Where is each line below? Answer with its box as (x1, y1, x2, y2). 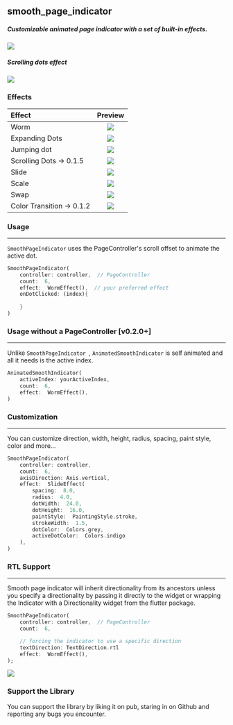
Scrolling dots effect (7, 58, 67, 66)
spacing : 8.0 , (32, 487, 76, 494)
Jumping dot (10, 144, 52, 154)
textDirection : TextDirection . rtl (19, 644, 119, 651)
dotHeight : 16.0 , (32, 506, 85, 513)
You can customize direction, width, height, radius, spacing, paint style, (7, 434, 212, 442)
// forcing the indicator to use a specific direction (19, 637, 182, 644)
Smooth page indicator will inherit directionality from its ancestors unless (7, 584, 216, 592)
